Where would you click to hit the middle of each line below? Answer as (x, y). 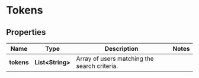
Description (121, 49)
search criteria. (97, 66)
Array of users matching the (115, 58)
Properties (26, 32)
